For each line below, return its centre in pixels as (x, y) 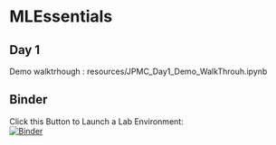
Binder (29, 100)
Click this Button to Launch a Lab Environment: (96, 121)
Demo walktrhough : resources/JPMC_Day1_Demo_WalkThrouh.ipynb (138, 71)
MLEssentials (61, 17)
